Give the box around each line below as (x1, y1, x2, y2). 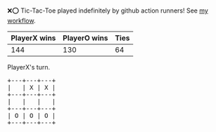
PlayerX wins (11, 33, 56, 43)
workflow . (7, 17, 36, 25)
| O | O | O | (7, 112, 56, 119)
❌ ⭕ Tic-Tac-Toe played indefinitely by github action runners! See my (7, 6, 209, 15)
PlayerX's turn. (7, 63, 51, 71)
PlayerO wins (63, 33, 108, 43)
